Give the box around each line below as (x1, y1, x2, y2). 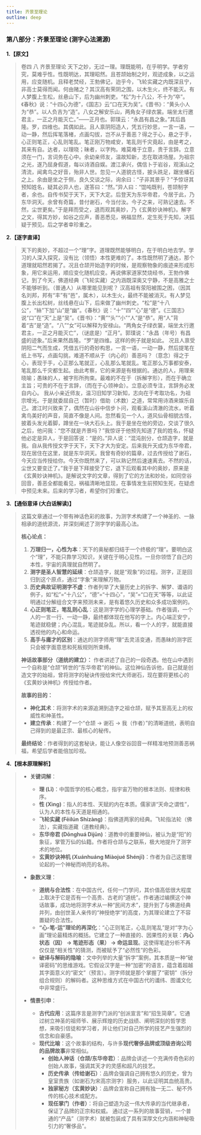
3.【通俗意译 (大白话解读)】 (6, 500, 75, 507)
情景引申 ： (29, 997, 57, 1004)
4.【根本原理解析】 (6, 760, 54, 767)
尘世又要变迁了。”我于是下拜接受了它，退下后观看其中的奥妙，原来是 (20, 464, 189, 472)
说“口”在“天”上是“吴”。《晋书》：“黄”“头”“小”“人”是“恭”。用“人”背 (20, 314, 179, 321)
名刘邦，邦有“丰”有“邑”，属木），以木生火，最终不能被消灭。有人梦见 (20, 291, 191, 298)
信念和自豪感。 (38, 1032, 76, 1039)
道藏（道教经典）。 (68, 823, 113, 830)
